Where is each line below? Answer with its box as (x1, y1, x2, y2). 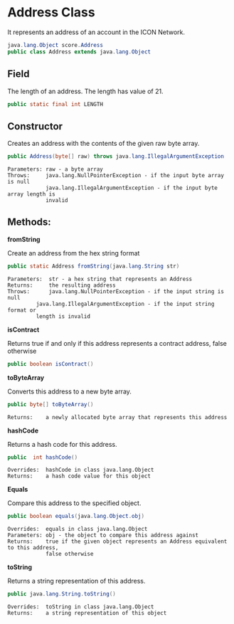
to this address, (7, 544, 59, 551)
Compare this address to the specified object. (7, 499, 142, 507)
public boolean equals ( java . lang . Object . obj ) (7, 513, 144, 520)
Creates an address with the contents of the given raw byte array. (7, 139, 200, 148)
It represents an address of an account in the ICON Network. (7, 28, 185, 36)
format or (7, 307, 37, 314)
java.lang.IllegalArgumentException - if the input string (36, 300, 215, 307)
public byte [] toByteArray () (7, 401, 94, 408)
